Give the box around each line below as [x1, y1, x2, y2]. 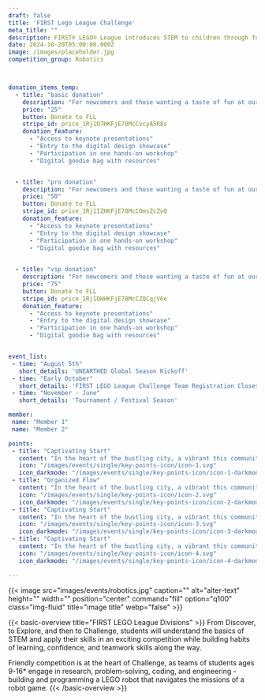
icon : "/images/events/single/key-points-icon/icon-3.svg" [18, 520, 217, 528]
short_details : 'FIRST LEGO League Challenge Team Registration [18, 382, 235, 390]
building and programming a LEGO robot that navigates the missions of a [8, 675, 244, 684]
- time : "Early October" [11, 374, 93, 382]
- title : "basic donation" [15, 91, 104, 99]
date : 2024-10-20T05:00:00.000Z [8, 41, 114, 49]
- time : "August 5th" [11, 359, 83, 367]
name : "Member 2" [11, 425, 69, 434]
